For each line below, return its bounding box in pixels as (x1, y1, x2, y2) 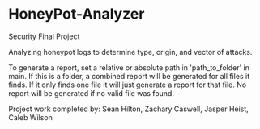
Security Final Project (8, 31, 80, 41)
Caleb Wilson (8, 112, 53, 122)
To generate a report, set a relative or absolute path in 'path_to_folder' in (8, 62, 249, 73)
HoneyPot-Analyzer (8, 5, 145, 23)
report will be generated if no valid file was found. (8, 88, 174, 98)
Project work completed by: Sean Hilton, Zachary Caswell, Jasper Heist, (8, 104, 249, 114)
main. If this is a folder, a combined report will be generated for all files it (8, 71, 249, 81)
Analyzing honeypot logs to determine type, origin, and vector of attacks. (8, 47, 253, 56)
